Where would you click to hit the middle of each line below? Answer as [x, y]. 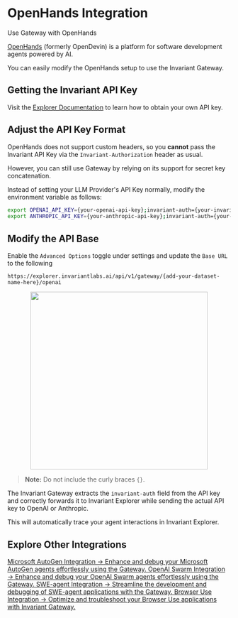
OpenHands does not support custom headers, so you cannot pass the [112, 146]
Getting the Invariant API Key [73, 90]
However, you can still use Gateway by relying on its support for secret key [117, 168]
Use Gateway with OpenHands [52, 33]
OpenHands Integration [78, 13]
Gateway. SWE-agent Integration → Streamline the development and [107, 584]
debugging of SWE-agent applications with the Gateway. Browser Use [110, 592]
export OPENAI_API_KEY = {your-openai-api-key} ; [77, 210]
